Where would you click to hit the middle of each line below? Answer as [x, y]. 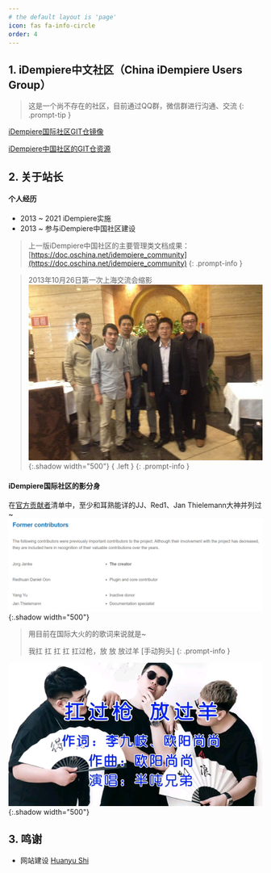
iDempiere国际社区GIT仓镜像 [56, 132]
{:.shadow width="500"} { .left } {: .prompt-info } [109, 466]
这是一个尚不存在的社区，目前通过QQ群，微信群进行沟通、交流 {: [136, 106]
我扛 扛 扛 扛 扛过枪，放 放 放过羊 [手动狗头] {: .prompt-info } [129, 651]
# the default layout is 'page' [63, 17]
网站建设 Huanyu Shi [54, 860]
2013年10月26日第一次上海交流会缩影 [90, 279]
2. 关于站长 [36, 176]
